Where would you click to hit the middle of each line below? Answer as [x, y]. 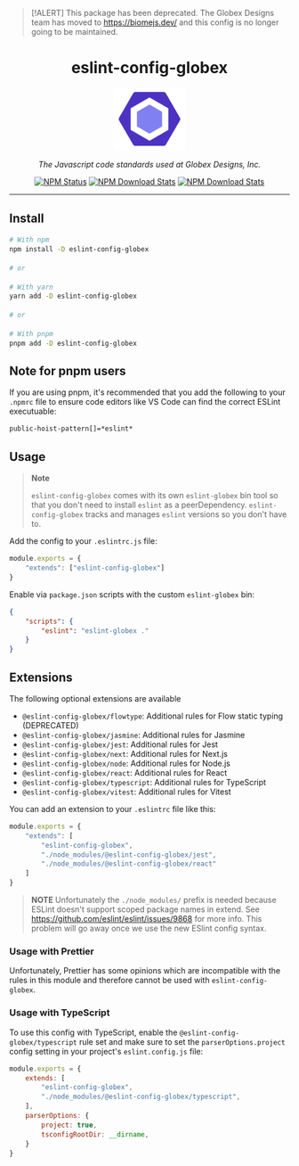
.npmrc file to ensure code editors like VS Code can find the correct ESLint [145, 402]
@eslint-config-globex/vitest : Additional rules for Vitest [126, 792]
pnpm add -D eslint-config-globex [73, 343]
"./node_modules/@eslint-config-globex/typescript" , [141, 1097]
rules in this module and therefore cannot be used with [109, 981]
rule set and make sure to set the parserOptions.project [182, 1041]
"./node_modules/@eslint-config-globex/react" [129, 864]
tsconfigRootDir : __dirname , [95, 1134]
